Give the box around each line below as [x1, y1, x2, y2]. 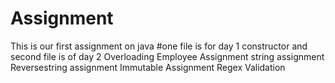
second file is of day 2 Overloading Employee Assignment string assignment [10, 50, 325, 62]
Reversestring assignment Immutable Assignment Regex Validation [10, 61, 286, 73]
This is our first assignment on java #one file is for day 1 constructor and [10, 40, 308, 52]
